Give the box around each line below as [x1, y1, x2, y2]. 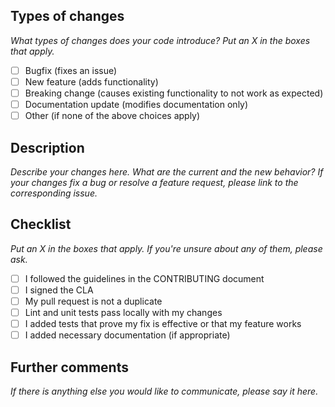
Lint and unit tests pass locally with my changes [24, 306, 223, 318]
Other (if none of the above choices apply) [24, 110, 201, 122]
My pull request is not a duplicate [24, 295, 163, 307]
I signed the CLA [24, 284, 94, 296]
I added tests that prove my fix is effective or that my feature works [24, 318, 302, 329]
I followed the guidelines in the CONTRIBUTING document [24, 272, 265, 284]
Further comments [10, 359, 129, 376]
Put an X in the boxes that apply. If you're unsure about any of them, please [10, 242, 323, 254]
